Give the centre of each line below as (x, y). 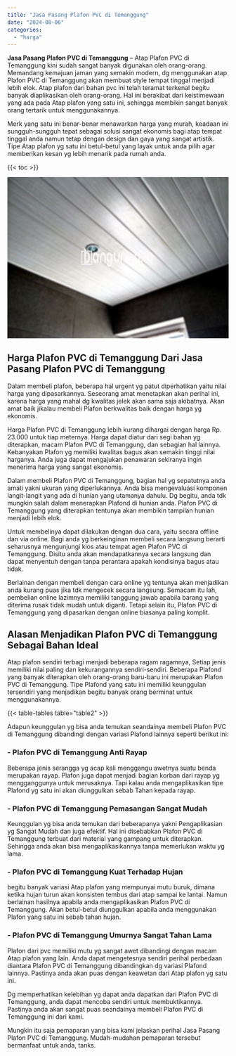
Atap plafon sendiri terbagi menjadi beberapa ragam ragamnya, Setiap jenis (117, 662)
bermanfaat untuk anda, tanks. (52, 1045)
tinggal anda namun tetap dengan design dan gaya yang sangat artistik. (111, 139)
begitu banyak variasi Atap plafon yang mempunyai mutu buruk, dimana (111, 887)
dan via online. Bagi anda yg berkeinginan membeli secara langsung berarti (116, 539)
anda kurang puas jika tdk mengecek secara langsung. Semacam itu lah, (112, 590)
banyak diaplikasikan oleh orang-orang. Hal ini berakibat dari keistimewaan (116, 96)
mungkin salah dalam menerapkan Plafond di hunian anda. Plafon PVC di (112, 503)
